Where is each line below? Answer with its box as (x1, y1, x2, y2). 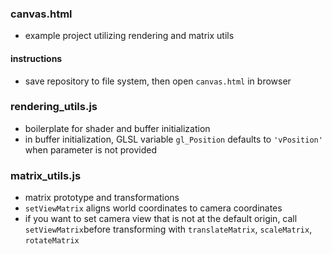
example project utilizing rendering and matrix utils (24, 30, 235, 42)
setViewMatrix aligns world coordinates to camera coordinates (24, 202, 283, 214)
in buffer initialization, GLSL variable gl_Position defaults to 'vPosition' (24, 133, 323, 145)
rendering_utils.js (10, 100, 98, 114)
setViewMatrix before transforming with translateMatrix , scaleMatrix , (24, 223, 313, 236)
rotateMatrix (24, 236, 80, 246)
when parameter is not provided (24, 143, 158, 156)
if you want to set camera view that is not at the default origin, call (24, 213, 298, 225)
